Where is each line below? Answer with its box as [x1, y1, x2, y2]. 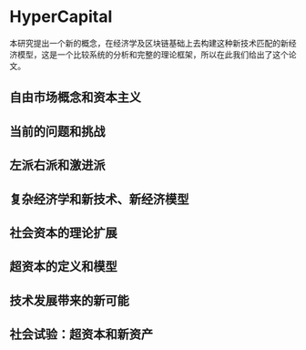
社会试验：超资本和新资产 [9, 326, 153, 343]
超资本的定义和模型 [9, 259, 117, 274]
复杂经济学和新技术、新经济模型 [9, 191, 189, 207]
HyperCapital [9, 6, 113, 27]
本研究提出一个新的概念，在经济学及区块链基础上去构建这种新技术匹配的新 [9, 37, 289, 48]
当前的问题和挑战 [9, 123, 106, 139]
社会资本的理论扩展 [9, 225, 117, 241]
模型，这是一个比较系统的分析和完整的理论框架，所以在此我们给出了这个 [16, 48, 289, 60]
